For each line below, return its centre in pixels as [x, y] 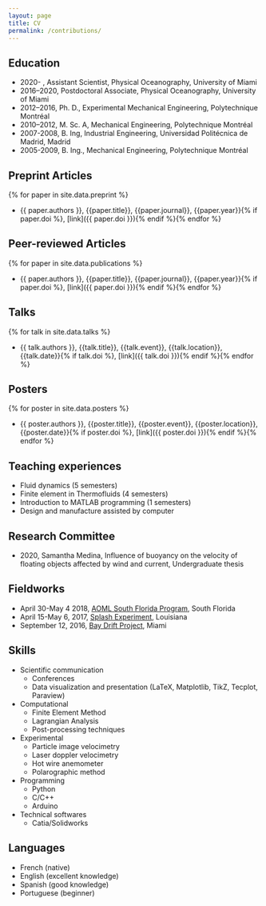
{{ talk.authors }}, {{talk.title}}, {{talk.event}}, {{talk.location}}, [121, 347]
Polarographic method [68, 772]
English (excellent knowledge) [69, 876]
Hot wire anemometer [67, 763]
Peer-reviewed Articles [67, 244]
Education [34, 63]
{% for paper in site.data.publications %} [75, 263]
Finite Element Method [69, 712]
